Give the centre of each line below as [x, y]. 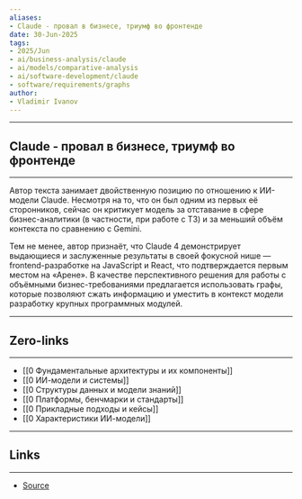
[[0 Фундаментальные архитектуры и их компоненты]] [128, 371]
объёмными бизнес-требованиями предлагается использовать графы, [146, 285]
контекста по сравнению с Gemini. [75, 229]
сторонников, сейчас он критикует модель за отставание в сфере [137, 210]
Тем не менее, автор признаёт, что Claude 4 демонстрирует [125, 246]
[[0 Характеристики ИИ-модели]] [86, 418]
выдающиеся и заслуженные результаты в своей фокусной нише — [140, 256]
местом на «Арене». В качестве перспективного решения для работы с [148, 275]
